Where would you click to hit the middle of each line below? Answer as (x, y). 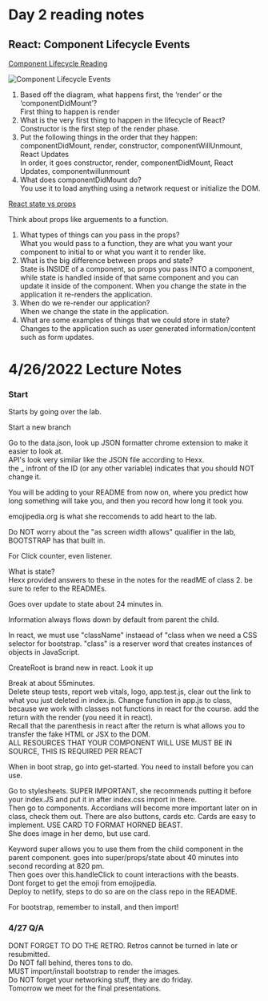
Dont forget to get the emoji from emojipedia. (83, 883)
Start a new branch (40, 427)
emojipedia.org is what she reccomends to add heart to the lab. (113, 517)
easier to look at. (36, 451)
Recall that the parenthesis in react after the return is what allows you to (127, 726)
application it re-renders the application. (86, 295)
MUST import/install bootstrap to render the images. (94, 971)
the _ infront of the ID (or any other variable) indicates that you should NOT (131, 468)
